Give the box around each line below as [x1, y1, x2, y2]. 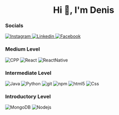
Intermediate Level [5, 69, 51, 76]
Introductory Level [5, 93, 51, 100]
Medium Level [5, 46, 40, 53]
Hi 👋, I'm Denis [53, 4, 115, 16]
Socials [5, 22, 23, 29]
